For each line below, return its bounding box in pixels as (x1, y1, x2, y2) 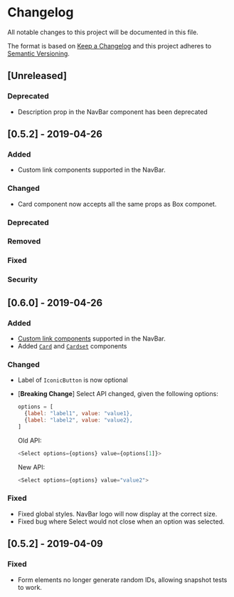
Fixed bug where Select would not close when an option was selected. (17, 517, 225, 526)
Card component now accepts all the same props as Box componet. (17, 199, 217, 208)
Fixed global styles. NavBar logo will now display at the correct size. (17, 509, 218, 518)
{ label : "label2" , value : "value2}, (24, 417, 133, 424)
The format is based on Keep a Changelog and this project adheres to (7, 41, 212, 50)
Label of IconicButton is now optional (17, 375, 128, 385)
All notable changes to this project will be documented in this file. (7, 28, 199, 36)
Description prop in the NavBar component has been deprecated (17, 108, 208, 116)
